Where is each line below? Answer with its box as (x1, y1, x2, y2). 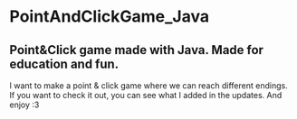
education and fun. (9, 56, 120, 71)
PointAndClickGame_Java (9, 6, 210, 27)
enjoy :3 (9, 99, 40, 110)
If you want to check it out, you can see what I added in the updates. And (9, 90, 283, 100)
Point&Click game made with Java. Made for (9, 42, 264, 58)
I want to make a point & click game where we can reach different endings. (9, 80, 288, 91)
